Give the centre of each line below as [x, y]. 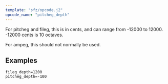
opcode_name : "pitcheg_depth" [38, 15]
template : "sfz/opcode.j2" [34, 10]
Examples [21, 60]
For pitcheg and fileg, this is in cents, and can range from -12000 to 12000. [84, 29]
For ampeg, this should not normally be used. [53, 44]
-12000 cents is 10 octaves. [34, 35]
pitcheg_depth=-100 [26, 77]
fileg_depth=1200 [24, 72]
